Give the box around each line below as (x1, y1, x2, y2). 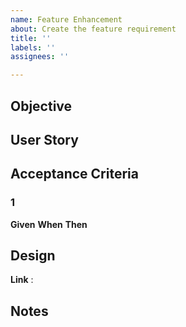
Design (10, 247, 56, 264)
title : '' (10, 33, 52, 43)
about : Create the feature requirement (10, 24, 177, 34)
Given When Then (10, 218, 88, 230)
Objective (10, 97, 73, 115)
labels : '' (10, 42, 56, 53)
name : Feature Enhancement (10, 14, 123, 25)
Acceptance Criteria (10, 166, 139, 183)
